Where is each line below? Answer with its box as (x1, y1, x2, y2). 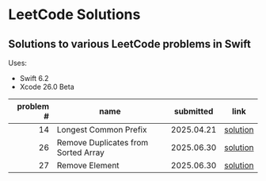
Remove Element (56, 160, 120, 171)
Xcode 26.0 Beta (19, 82, 75, 91)
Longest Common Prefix (56, 125, 147, 135)
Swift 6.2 (19, 74, 49, 83)
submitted (173, 106, 214, 117)
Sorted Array (56, 147, 104, 158)
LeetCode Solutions (8, 6, 141, 24)
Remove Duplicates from (56, 137, 149, 148)
